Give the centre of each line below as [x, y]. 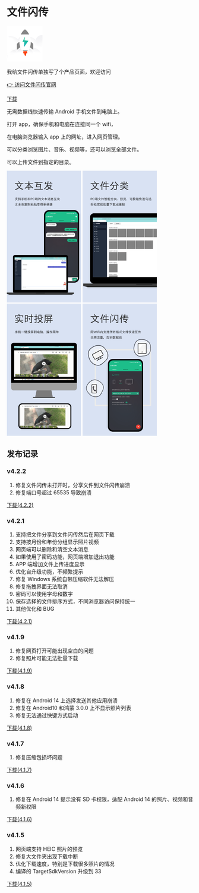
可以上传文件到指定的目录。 [41, 162]
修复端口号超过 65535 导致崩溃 [53, 492]
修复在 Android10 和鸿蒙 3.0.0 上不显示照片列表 [73, 708]
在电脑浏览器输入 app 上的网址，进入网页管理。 [65, 137]
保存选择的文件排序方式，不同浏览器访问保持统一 [75, 601]
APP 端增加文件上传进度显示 [50, 564]
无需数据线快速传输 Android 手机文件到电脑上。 [65, 111]
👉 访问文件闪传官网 [32, 84]
